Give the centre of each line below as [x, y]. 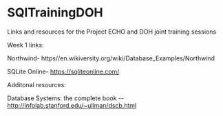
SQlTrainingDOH [55, 13]
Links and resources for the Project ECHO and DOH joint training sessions [112, 32]
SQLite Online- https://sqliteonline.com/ [63, 71]
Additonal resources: [37, 84]
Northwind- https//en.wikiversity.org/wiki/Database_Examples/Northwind [111, 58]
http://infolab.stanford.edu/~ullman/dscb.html [72, 105]
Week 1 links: [25, 45]
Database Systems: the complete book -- [66, 98]
